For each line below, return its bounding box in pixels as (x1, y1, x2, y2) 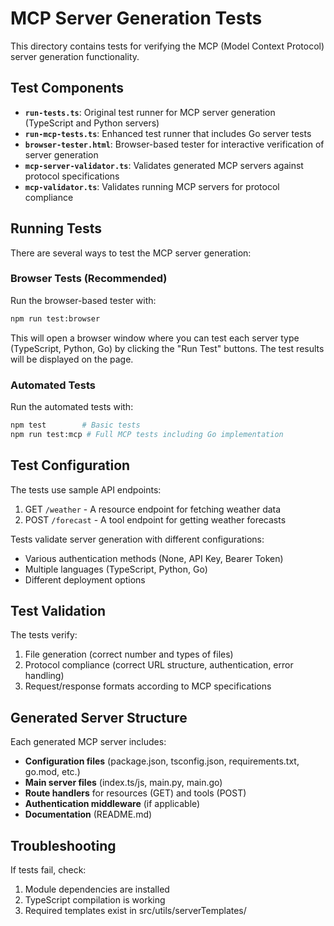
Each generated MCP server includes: (10, 736, 167, 748)
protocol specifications (24, 170, 120, 182)
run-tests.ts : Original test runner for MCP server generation (24, 106, 276, 118)
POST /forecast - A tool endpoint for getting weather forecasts (24, 513, 287, 526)
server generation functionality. (10, 50, 140, 62)
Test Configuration (10, 457, 131, 474)
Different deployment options (24, 573, 146, 586)
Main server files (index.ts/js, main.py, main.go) (24, 777, 223, 789)
